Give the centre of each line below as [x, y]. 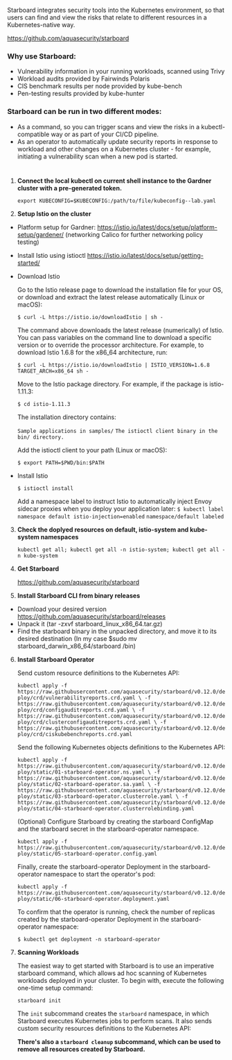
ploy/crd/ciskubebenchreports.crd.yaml [75, 734]
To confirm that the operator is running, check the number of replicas [116, 912]
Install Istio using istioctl [51, 255]
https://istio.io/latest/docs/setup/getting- [145, 255]
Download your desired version [62, 609]
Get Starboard [38, 569]
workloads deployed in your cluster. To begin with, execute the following [121, 980]
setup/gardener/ [41, 234]
